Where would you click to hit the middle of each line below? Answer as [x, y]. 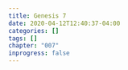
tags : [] [23, 38]
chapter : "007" [34, 46]
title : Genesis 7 [37, 16]
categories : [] [34, 31]
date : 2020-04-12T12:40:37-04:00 [64, 23]
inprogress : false [39, 53]
